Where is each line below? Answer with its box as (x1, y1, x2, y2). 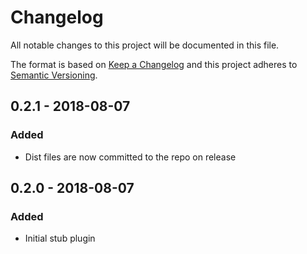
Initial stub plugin (24, 232, 96, 245)
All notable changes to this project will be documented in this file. (10, 39, 280, 51)
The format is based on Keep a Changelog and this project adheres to (10, 58, 298, 70)
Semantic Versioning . (10, 69, 98, 81)
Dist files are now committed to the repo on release (24, 151, 237, 163)
